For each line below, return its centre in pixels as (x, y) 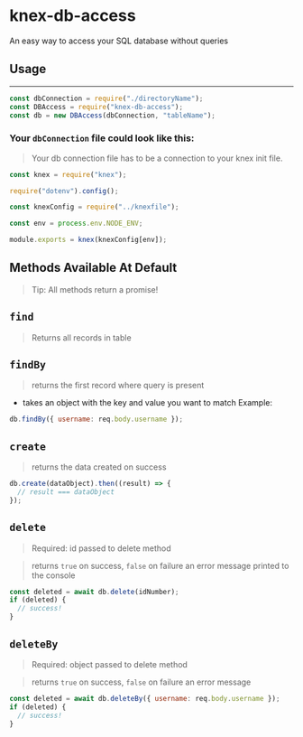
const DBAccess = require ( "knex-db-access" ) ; (96, 107)
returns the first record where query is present (118, 386)
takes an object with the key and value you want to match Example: (147, 403)
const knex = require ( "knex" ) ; (68, 174)
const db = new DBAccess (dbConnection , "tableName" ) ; (113, 115)
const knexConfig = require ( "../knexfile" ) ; (94, 207)
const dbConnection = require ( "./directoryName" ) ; (106, 98)
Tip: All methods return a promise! (95, 289)
